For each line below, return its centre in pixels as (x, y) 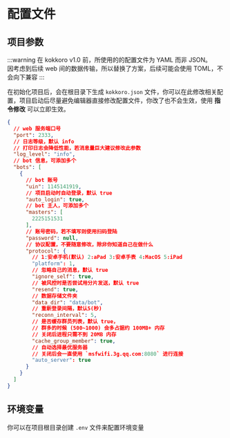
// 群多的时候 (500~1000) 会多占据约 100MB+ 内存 (98, 328)
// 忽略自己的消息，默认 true (70, 271)
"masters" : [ (44, 212)
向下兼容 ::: (29, 77)
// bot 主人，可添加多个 (57, 206)
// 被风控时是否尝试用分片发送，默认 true (86, 283)
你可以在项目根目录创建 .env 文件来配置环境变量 (76, 427)
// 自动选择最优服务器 (60, 347)
